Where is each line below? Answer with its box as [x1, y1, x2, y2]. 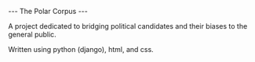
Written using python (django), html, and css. [8, 45, 155, 53]
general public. [8, 30, 56, 39]
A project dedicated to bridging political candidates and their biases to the [8, 22, 248, 30]
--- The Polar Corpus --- [8, 7, 88, 15]
